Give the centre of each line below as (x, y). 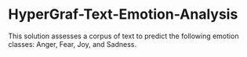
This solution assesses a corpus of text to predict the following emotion (123, 36)
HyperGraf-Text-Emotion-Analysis (123, 14)
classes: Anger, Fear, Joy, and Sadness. (73, 44)
